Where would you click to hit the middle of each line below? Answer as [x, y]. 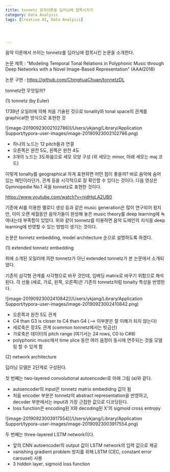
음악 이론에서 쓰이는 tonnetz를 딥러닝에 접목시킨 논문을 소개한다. [70, 53]
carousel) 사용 [27, 458]
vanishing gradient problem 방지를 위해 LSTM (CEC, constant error [82, 452]
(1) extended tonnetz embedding [40, 248]
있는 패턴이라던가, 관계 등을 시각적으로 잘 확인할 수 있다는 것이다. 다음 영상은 [81, 181]
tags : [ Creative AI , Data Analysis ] [44, 19]
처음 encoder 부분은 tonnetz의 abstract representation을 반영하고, [80, 396]
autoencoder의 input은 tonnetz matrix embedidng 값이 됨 [72, 389]
